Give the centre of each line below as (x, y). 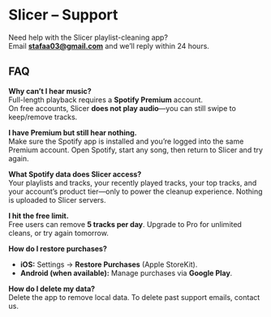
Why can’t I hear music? (50, 91)
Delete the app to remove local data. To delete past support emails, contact (134, 297)
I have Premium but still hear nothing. (73, 132)
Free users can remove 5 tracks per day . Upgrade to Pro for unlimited (125, 224)
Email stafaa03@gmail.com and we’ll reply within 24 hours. (109, 45)
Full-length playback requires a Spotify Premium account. (106, 100)
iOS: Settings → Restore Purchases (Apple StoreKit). (109, 264)
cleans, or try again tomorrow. (59, 233)
